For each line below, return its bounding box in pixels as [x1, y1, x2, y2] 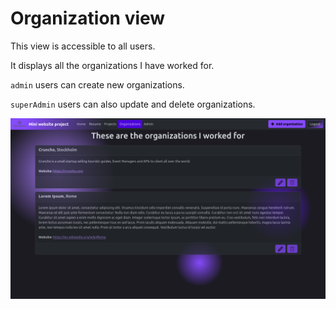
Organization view [10, 7, 166, 30]
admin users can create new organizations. [10, 78, 185, 91]
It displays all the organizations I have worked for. [10, 59, 215, 71]
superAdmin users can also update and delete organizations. [10, 98, 256, 110]
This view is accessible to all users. [10, 40, 156, 52]
